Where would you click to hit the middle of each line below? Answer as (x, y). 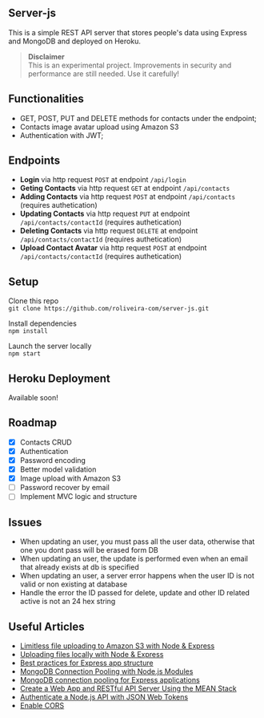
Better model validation (58, 469)
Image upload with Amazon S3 (70, 479)
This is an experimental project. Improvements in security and (130, 65)
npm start (25, 354)
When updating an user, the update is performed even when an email (134, 559)
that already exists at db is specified (79, 567)
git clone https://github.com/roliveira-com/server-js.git (109, 309)
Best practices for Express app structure (86, 663)
